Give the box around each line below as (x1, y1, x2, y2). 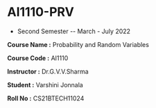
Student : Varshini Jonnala (7, 80, 83, 89)
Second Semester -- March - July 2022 (17, 27, 130, 35)
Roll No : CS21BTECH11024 (7, 94, 85, 102)
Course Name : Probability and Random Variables (7, 40, 149, 48)
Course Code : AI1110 (7, 53, 69, 62)
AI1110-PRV (7, 4, 74, 20)
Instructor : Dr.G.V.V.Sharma (7, 67, 89, 75)
